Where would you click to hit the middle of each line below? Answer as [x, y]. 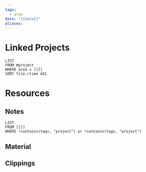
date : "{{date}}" [23, 19]
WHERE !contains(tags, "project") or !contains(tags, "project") [73, 132]
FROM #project [20, 65]
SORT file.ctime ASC [26, 74]
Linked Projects [37, 48]
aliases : [14, 23]
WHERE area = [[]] [24, 69]
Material [18, 147]
